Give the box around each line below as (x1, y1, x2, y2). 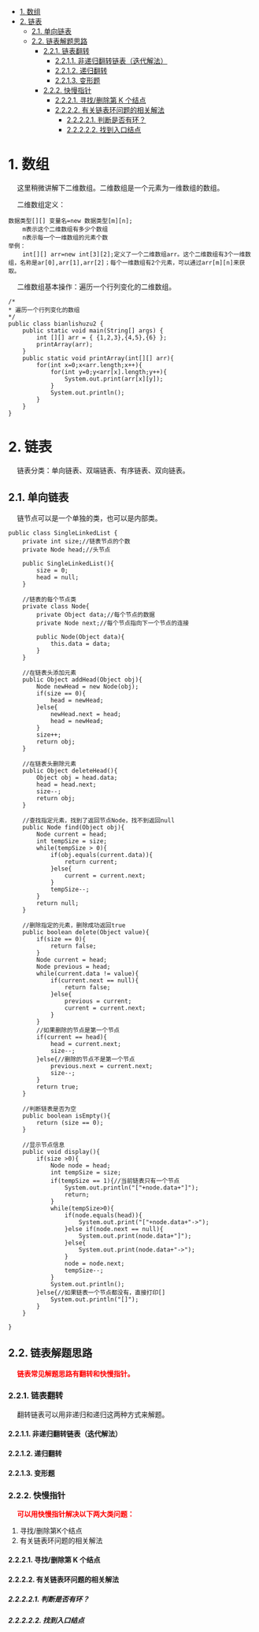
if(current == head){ (36, 1033, 108, 1041)
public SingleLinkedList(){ (22, 559, 114, 567)
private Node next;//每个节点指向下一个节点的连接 (36, 619, 189, 627)
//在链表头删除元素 (22, 759, 77, 768)
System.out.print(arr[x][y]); (64, 375, 164, 383)
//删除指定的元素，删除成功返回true (22, 921, 126, 929)
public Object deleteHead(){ (22, 766, 118, 774)
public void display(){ (22, 1148, 101, 1155)
